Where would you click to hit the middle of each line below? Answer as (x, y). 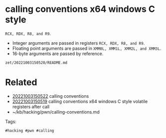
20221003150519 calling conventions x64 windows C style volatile (80, 101)
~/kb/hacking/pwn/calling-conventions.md (56, 112)
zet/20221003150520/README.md (36, 63)
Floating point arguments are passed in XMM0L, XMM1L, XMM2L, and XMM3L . (87, 48)
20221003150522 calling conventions (51, 96)
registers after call (31, 106)
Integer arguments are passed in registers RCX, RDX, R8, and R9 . (79, 43)
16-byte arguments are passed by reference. (58, 54)
